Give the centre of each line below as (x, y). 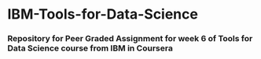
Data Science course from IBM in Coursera (90, 48)
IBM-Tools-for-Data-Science (103, 14)
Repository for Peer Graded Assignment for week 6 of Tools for (130, 39)
